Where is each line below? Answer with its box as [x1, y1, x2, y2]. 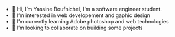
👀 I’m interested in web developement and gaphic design [11, 12, 151, 19]
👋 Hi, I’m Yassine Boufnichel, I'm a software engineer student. [11, 6, 163, 12]
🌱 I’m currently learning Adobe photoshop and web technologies [11, 18, 170, 25]
